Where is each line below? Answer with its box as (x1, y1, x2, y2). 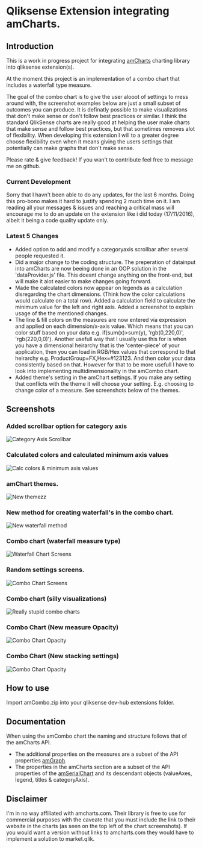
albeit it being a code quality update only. (6, 217, 108, 224)
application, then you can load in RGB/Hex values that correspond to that (14, 348, 196, 355)
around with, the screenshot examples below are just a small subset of (6, 99, 181, 107)
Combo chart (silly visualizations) (6, 594, 107, 603)
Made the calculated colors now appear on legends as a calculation (14, 284, 183, 291)
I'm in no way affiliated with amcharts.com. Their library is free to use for (6, 809, 186, 817)
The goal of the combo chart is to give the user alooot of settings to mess (6, 93, 188, 100)
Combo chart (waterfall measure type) (6, 537, 121, 545)
